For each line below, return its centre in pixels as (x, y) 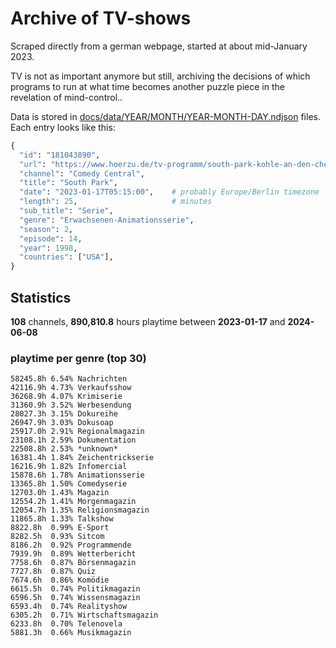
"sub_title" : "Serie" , (66, 211)
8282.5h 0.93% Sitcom (57, 537)
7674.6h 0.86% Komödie (60, 580)
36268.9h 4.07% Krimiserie (66, 397)
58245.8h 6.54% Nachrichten (69, 379)
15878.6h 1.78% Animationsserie (77, 475)
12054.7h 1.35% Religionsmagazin (80, 510)
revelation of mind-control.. (66, 97)
